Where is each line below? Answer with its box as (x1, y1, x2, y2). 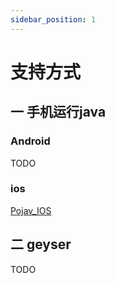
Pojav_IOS (10, 204, 52, 216)
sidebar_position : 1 (10, 14, 97, 25)
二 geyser (10, 236, 72, 253)
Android (10, 134, 51, 148)
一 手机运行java (10, 104, 107, 121)
